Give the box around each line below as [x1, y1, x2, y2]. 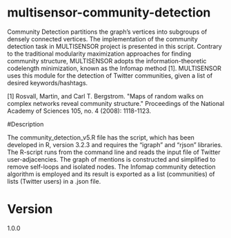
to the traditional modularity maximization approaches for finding [7, 50, 192, 58]
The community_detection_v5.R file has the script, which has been [7, 133, 195, 142]
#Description [7, 120, 44, 128]
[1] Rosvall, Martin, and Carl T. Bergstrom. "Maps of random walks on [7, 91, 204, 100]
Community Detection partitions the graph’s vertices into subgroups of [7, 28, 208, 36]
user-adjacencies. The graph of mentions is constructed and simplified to [7, 155, 216, 163]
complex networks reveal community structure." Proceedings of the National [7, 99, 225, 107]
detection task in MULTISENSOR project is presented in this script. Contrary [7, 42, 222, 50]
